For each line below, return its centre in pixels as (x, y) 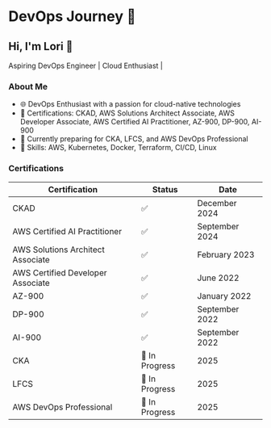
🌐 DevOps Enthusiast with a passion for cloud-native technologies (130, 104)
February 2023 (226, 254)
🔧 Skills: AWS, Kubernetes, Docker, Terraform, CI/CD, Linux (118, 148)
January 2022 (224, 296)
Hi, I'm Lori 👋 (41, 46)
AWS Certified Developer (60, 272)
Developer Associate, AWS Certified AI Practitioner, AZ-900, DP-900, (135, 122)
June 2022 (218, 278)
